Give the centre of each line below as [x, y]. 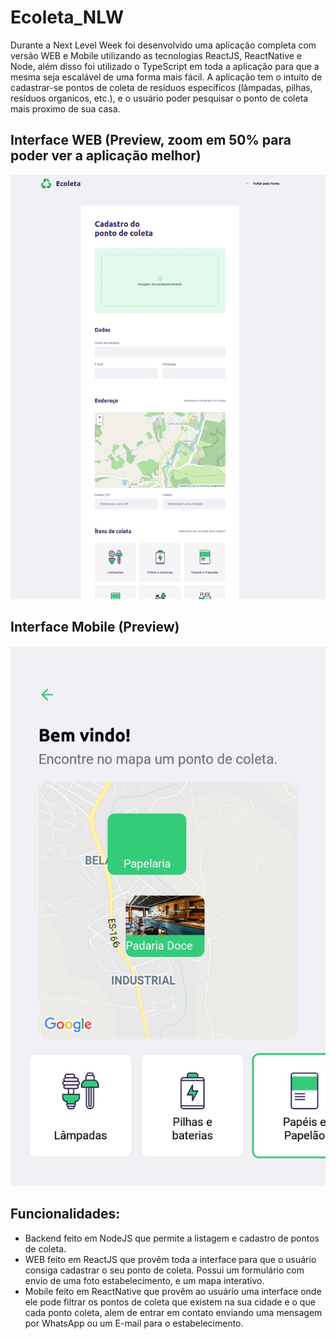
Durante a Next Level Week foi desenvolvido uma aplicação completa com [163, 45]
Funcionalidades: [65, 1214]
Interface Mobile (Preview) [95, 627]
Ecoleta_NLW [67, 17]
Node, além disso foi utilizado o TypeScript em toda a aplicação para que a [165, 66]
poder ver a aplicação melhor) [106, 156]
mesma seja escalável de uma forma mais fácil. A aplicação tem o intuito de [166, 77]
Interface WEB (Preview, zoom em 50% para [151, 140]
